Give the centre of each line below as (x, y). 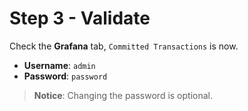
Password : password (65, 76)
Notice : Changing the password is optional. (123, 95)
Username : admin (59, 65)
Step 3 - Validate (80, 18)
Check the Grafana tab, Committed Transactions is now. (124, 46)
